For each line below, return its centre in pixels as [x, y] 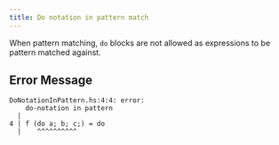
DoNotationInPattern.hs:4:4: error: [77, 101]
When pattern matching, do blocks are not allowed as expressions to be [140, 43]
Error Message [51, 81]
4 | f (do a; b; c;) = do [57, 124]
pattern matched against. [55, 52]
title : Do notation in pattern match [79, 17]
